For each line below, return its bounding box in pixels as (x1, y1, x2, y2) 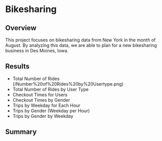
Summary (5, 127, 37, 136)
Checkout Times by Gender (12, 97, 70, 103)
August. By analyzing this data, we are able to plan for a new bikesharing (5, 42, 157, 48)
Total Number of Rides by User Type (12, 86, 89, 92)
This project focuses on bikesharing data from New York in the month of (5, 37, 156, 43)
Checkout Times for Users (12, 92, 68, 98)
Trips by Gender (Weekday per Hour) (12, 107, 90, 114)
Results (5, 62, 30, 71)
